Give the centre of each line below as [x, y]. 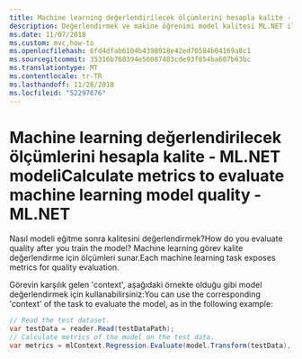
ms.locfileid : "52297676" [58, 93]
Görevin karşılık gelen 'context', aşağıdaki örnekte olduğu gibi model [136, 285]
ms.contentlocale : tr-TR [56, 76]
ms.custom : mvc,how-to [52, 43]
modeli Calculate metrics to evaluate [147, 175]
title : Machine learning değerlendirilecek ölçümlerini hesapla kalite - [151, 18]
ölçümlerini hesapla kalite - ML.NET [145, 156]
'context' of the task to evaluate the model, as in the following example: [141, 304]
